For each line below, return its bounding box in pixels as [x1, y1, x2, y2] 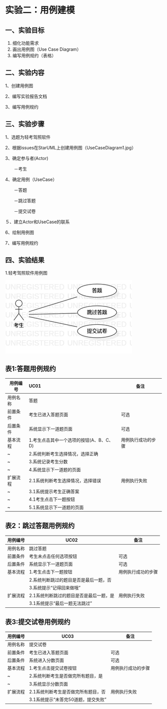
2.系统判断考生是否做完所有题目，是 [29, 673, 103, 679]
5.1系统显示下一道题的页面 [29, 504, 84, 510]
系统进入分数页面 [29, 657, 64, 663]
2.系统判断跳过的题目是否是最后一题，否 [29, 576, 112, 583]
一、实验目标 [5, 26, 45, 34]
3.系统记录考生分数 [29, 459, 68, 465]
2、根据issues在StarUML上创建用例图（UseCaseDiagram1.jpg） [5, 144, 136, 150]
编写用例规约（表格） [12, 53, 56, 58]
